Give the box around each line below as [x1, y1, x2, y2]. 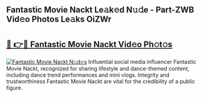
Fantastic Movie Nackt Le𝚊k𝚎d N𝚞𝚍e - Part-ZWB [6, 5, 195, 15]
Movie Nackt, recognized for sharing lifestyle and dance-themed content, [6, 65, 189, 72]
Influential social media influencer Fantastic [88, 58, 197, 65]
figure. [6, 84, 23, 91]
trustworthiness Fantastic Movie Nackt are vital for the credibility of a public [6, 78, 195, 85]
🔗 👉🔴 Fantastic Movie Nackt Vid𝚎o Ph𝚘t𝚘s [6, 39, 173, 49]
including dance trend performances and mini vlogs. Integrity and [6, 72, 170, 78]
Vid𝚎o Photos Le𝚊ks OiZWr [6, 14, 112, 25]
